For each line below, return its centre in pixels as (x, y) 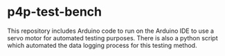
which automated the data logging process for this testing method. (102, 45)
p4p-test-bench (55, 12)
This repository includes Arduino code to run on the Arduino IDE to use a (111, 31)
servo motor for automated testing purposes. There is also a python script (112, 38)
